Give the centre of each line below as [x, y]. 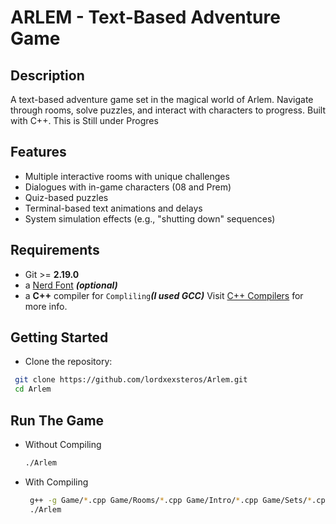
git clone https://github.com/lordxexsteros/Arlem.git [131, 380]
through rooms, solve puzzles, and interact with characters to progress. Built [168, 110]
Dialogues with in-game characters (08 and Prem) [128, 187]
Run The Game [57, 420]
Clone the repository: [68, 362]
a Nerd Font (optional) [71, 285]
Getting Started [59, 337]
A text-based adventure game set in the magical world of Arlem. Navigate [162, 99]
